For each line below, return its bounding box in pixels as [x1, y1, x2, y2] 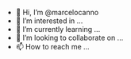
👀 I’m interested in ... [15, 16, 83, 26]
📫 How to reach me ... [15, 42, 90, 51]
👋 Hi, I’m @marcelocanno [15, 8, 99, 17]
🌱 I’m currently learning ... [15, 25, 101, 33]
